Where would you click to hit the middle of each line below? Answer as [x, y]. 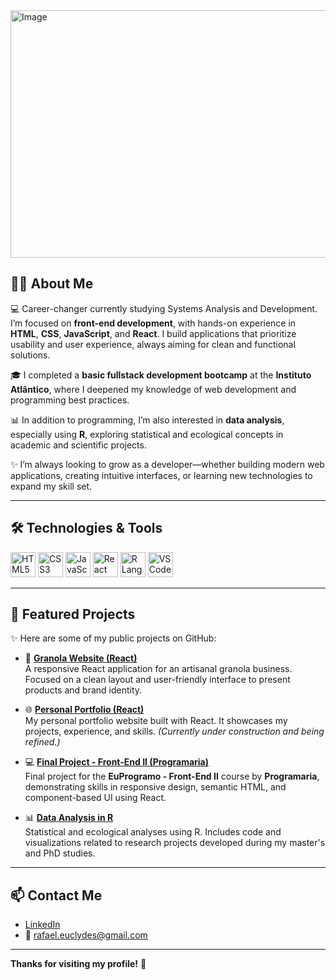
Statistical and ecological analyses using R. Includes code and [153, 832]
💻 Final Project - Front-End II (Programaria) [116, 762]
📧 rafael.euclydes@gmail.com [86, 935]
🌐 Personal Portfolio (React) [84, 710]
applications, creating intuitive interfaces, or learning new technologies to [161, 475]
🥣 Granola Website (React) [81, 658]
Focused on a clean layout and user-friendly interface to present [157, 680]
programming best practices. [70, 400]
